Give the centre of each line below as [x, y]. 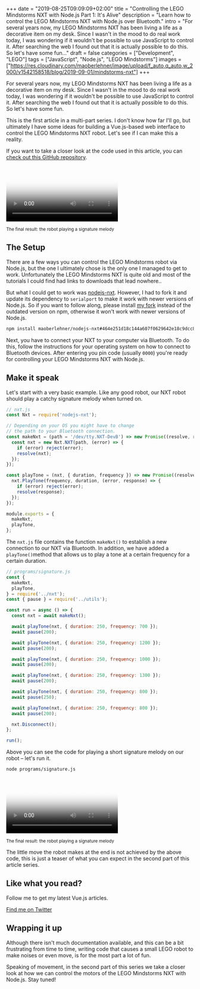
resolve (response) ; [41, 492]
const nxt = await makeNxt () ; [49, 616]
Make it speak [33, 378]
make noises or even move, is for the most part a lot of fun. [79, 955]
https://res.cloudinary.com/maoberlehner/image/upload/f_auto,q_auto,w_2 [102, 66]
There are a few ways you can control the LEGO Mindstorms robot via [92, 262]
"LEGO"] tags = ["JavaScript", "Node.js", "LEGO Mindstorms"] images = [94, 59]
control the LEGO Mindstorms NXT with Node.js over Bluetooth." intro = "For [100, 21]
